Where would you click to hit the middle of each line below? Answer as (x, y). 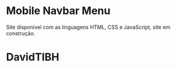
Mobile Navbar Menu (58, 11)
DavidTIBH (33, 57)
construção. (21, 33)
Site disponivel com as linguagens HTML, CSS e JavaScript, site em (88, 27)
